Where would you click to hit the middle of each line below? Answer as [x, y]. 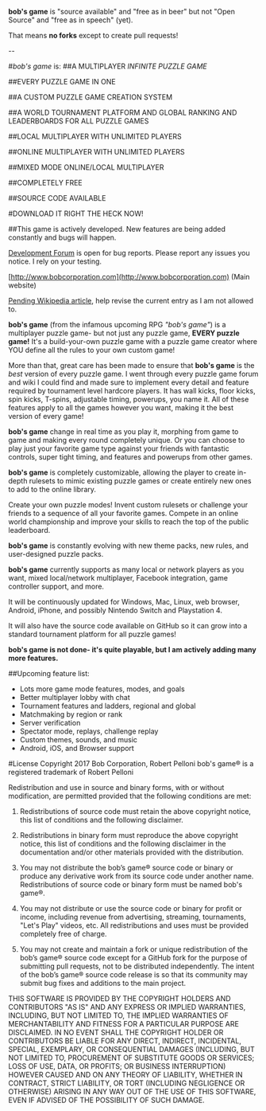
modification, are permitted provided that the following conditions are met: [130, 796]
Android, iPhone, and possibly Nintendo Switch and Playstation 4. [115, 610]
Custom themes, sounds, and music [78, 739]
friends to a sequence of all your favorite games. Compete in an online [123, 513]
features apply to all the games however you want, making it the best [121, 408]
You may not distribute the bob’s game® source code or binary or [126, 868]
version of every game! [46, 416]
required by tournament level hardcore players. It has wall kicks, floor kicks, [132, 391]
